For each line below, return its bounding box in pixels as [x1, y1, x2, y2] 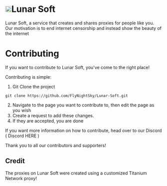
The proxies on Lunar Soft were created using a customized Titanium [5, 170, 147, 176]
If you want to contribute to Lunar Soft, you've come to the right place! [5, 64, 150, 70]
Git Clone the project [12, 84, 55, 90]
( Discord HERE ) [5, 133, 40, 139]
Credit [5, 157, 25, 165]
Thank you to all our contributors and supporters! [5, 142, 106, 148]
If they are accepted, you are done [12, 118, 84, 124]
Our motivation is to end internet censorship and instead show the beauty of [5, 25, 162, 31]
